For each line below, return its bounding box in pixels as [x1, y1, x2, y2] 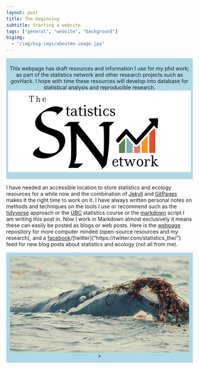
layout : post [6, 9, 38, 15]
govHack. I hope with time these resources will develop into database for [11, 78, 188, 84]
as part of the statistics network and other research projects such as [15, 71, 184, 78]
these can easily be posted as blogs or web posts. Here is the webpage [6, 222, 181, 228]
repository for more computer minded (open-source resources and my [6, 228, 179, 235]
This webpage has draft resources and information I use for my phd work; [9, 65, 190, 72]
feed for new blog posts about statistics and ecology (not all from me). [6, 241, 178, 247]
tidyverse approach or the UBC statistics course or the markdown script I [6, 209, 185, 216]
